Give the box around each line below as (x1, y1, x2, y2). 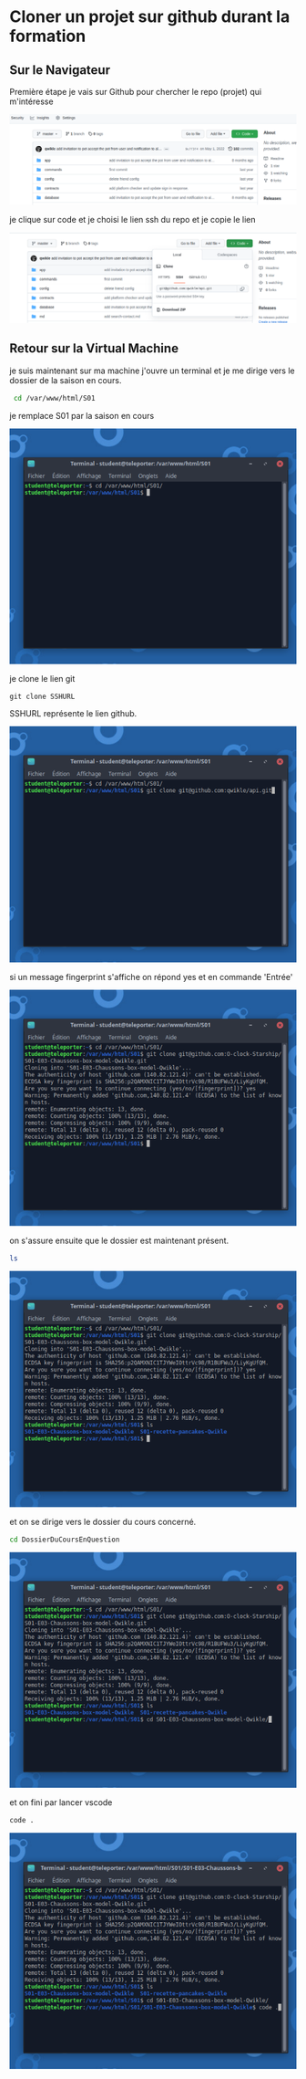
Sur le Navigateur (9, 62, 111, 78)
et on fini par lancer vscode (9, 1797, 113, 1808)
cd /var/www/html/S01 (13, 393, 96, 402)
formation (9, 26, 87, 47)
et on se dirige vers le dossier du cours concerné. (9, 1516, 197, 1527)
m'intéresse (9, 96, 54, 107)
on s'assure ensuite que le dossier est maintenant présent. (9, 1235, 229, 1247)
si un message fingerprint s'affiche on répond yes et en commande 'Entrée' (9, 972, 293, 983)
